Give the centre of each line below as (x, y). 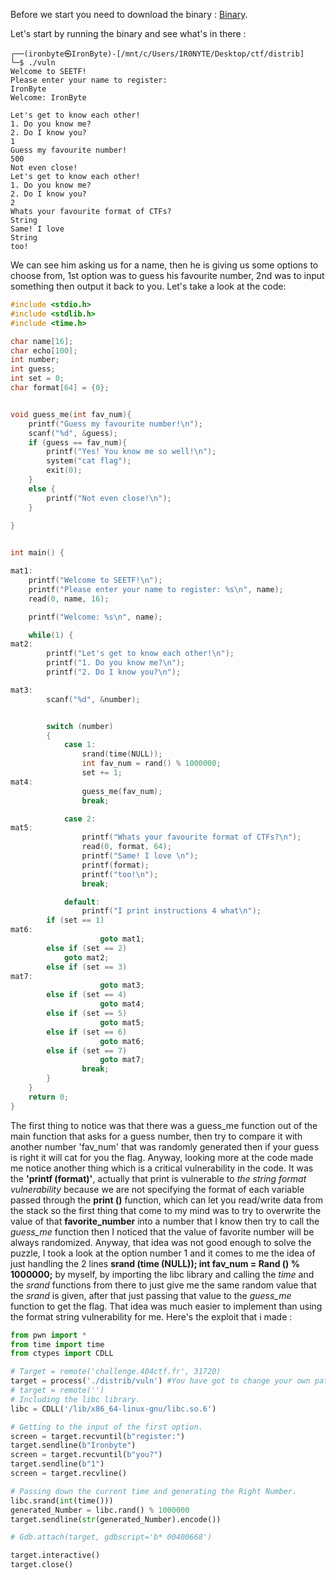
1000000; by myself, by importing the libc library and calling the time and (162, 1274)
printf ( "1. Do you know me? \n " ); (116, 663)
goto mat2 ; (86, 957)
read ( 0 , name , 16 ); (69, 599)
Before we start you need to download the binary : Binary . (129, 14)
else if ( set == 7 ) (87, 1050)
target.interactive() (55, 1555)
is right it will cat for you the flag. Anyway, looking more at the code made (162, 1157)
